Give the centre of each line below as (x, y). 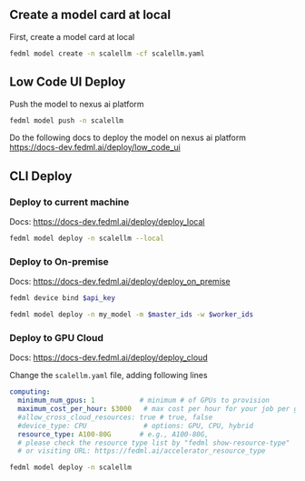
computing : (30, 392)
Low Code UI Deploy (68, 82)
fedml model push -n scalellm (67, 120)
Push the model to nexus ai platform (77, 104)
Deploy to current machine (69, 202)
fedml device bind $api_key (63, 298)
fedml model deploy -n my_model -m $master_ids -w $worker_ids (132, 315)
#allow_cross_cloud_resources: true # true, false (115, 417)
